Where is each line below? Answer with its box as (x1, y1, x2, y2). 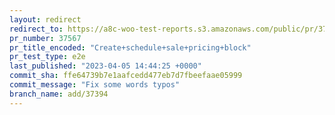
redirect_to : (9, 24, 64, 34)
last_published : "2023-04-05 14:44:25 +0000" (9, 61, 202, 71)
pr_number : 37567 (9, 33, 82, 43)
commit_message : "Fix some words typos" (9, 80, 181, 90)
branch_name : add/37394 (9, 89, 109, 99)
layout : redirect (9, 14, 82, 25)
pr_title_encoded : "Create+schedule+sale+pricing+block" (9, 42, 252, 53)
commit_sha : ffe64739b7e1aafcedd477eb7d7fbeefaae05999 (9, 71, 243, 81)
